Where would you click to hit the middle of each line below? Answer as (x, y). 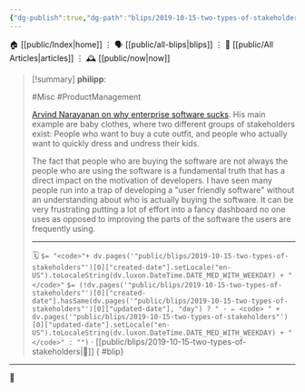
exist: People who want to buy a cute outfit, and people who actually (159, 134)
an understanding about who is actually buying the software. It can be (162, 199)
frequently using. (64, 228)
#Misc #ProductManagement (86, 96)
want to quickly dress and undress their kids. (115, 143)
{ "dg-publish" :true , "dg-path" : (69, 18)
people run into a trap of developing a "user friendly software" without (163, 190)
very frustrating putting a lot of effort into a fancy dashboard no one (158, 209)
